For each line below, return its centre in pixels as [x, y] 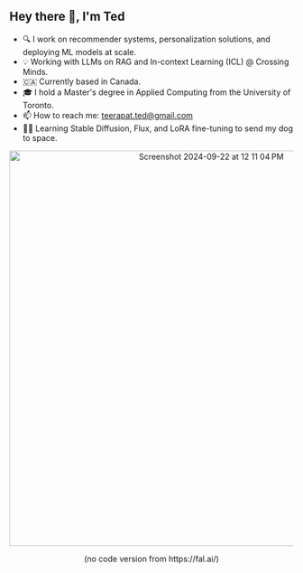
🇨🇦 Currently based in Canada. [82, 81]
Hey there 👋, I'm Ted [67, 17]
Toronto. [38, 105]
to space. [40, 137]
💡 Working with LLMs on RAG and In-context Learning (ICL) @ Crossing [156, 61]
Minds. [35, 71]
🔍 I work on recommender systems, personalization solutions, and [146, 39]
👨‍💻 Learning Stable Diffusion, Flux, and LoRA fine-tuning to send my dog [158, 128]
